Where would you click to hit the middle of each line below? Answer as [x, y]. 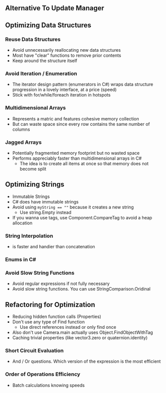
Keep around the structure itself [45, 61]
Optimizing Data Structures [48, 25]
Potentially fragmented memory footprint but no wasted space [76, 153]
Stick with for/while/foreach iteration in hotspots [61, 95]
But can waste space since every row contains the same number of [81, 124]
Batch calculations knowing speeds [49, 385]
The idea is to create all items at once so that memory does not [84, 163]
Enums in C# [21, 259]
